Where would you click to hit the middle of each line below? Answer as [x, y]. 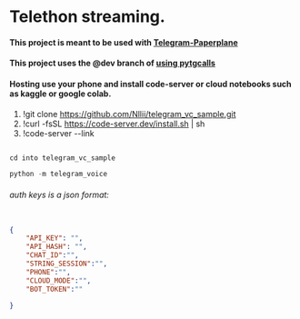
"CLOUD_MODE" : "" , [59, 280]
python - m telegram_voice [58, 174]
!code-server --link [59, 133]
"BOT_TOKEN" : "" [55, 289]
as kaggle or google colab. [60, 94]
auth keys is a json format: [59, 194]
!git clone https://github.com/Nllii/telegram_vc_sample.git [129, 114]
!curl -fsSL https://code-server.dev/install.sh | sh [114, 124]
